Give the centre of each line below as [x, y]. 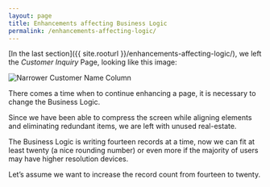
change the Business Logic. [54, 102]
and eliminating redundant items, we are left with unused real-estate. [123, 127]
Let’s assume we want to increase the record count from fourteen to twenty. [135, 175]
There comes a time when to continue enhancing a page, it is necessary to [132, 93]
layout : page [30, 16]
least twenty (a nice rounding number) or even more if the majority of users [133, 151]
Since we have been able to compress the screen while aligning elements [130, 118]
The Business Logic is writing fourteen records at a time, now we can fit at [132, 142]
